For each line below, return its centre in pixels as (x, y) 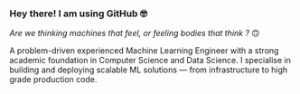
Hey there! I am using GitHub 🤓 (78, 14)
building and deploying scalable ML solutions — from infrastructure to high (149, 70)
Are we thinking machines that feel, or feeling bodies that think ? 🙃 (135, 33)
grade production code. (53, 80)
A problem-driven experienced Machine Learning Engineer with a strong (144, 51)
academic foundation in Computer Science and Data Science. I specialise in (150, 61)
